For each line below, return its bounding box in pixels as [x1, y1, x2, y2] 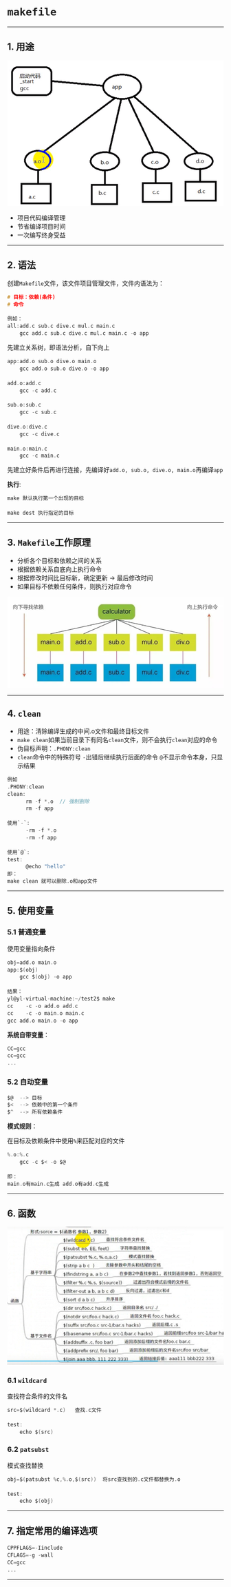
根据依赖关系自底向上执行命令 [16, 565, 102, 573]
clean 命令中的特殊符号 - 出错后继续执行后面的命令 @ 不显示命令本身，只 [16, 752, 217, 761]
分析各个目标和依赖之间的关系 [16, 556, 102, 564]
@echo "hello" [25, 863, 67, 870]
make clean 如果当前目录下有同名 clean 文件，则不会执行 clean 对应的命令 [16, 735, 218, 744]
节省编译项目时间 [16, 223, 66, 231]
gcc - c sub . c [19, 409, 57, 416]
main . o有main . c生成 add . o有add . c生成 [7, 1180, 109, 1187]
